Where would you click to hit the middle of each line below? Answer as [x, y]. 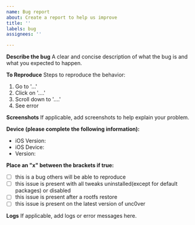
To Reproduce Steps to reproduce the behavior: [66, 75]
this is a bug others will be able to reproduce [70, 177]
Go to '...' [26, 87]
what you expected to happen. [44, 63]
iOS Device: [30, 147]
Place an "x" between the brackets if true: [60, 165]
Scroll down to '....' [38, 100]
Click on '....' [30, 93]
